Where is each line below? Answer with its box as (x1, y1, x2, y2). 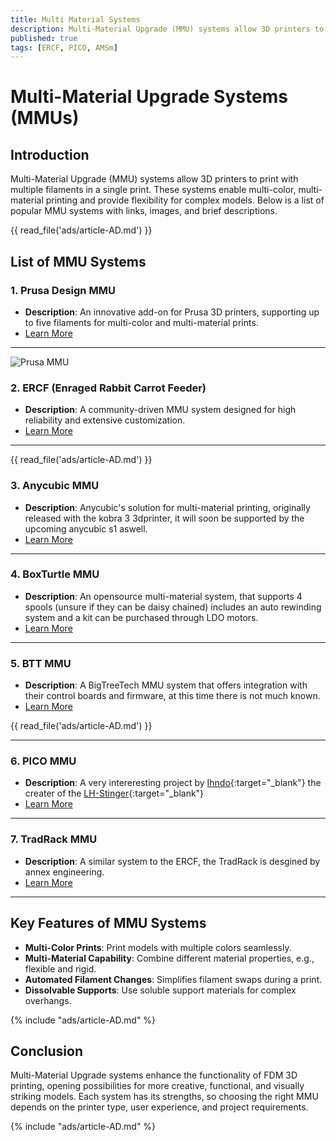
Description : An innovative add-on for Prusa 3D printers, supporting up (24, 306, 320, 318)
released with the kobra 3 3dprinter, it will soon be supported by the (24, 512, 305, 524)
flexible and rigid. (24, 962, 97, 975)
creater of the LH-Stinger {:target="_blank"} (24, 787, 205, 800)
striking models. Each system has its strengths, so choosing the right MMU (10, 1091, 319, 1103)
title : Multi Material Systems (10, 14, 141, 25)
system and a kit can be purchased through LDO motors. (24, 611, 259, 623)
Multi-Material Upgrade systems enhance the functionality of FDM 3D (10, 1069, 298, 1081)
